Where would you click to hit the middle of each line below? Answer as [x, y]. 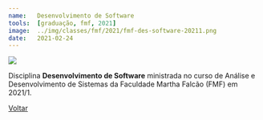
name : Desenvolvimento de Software [71, 16]
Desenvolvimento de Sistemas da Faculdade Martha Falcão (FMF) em [123, 84]
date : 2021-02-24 [41, 38]
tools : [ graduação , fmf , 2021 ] [62, 23]
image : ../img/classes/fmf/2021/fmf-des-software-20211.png [113, 30]
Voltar [18, 108]
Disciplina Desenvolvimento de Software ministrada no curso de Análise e [132, 76]
